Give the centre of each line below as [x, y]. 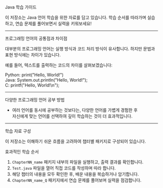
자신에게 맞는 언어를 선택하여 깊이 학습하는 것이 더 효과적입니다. [72, 116]
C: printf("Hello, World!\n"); [32, 85]
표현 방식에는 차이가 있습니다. [33, 55]
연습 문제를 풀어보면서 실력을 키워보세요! [54, 24]
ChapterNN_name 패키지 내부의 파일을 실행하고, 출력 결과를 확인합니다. [78, 162]
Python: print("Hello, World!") [34, 75]
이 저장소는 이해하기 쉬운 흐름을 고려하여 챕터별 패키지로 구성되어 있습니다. [76, 141]
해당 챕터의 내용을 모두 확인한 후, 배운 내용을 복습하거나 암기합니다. [75, 174]
